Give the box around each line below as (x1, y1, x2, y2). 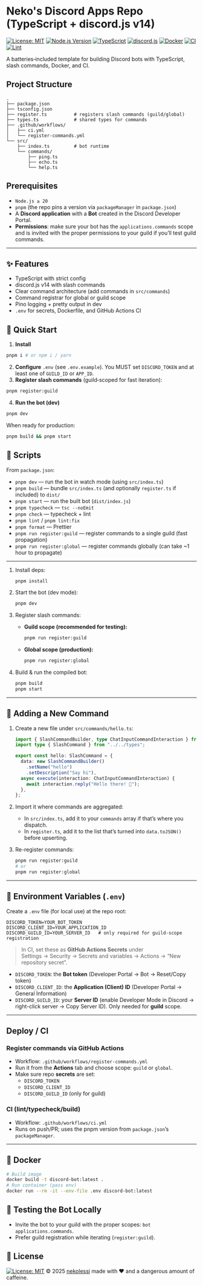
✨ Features (6, 259, 49, 269)
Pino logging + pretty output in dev (14, 301, 102, 308)
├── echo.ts (28, 159, 59, 165)
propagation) (14, 536, 48, 543)
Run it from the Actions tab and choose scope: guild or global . (14, 1064, 173, 1071)
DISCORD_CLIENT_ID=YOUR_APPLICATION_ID (6, 924, 107, 931)
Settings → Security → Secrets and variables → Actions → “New (21, 952, 181, 959)
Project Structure (6, 79, 72, 90)
